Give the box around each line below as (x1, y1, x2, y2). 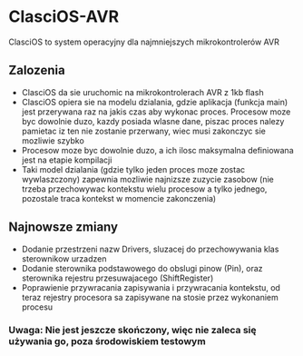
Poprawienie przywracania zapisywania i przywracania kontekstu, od (21, 282, 280, 292)
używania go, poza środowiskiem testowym (8, 335, 206, 348)
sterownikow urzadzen (21, 252, 107, 264)
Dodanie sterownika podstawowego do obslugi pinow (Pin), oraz (21, 262, 263, 273)
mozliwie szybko (21, 134, 85, 146)
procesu (21, 302, 54, 312)
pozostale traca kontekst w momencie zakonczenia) (21, 193, 217, 203)
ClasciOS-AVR (8, 6, 120, 27)
